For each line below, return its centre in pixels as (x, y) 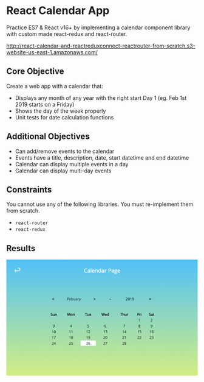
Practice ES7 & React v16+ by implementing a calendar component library (98, 27)
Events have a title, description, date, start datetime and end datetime (102, 157)
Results (21, 248)
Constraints (29, 189)
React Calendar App (58, 11)
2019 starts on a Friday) (45, 104)
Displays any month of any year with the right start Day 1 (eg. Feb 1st (101, 97)
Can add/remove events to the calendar (65, 151)
